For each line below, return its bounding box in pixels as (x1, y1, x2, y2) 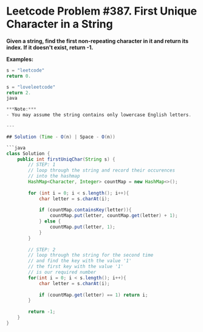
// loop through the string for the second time (28, 252, 154, 258)
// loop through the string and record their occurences (28, 167, 175, 174)
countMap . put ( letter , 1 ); (49, 224, 115, 230)
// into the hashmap (28, 173, 80, 179)
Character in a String (6, 17, 114, 31)
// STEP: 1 (28, 162, 56, 168)
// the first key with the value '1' (28, 263, 123, 270)
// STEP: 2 (28, 246, 56, 253)
